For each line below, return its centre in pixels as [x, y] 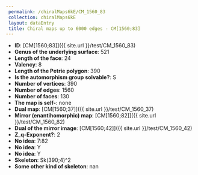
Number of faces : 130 [42, 96]
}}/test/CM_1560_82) [40, 122]
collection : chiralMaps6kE [42, 17]
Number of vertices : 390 [46, 84]
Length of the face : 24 [43, 58]
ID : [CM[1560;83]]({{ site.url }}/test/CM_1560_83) [75, 46]
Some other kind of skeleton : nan [56, 167]
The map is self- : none [43, 103]
